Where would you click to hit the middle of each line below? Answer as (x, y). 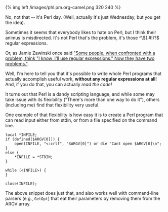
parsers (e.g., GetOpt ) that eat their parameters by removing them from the (83, 198)
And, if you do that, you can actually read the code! (59, 84)
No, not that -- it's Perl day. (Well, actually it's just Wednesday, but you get (83, 17)
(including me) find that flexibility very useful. (52, 105)
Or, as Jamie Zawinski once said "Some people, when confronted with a (80, 53)
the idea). (15, 23)
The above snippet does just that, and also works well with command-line (82, 193)
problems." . (17, 64)
